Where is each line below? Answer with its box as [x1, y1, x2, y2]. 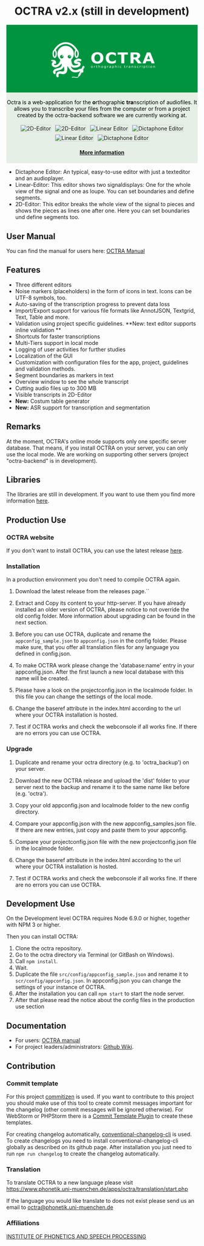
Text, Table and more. [15, 313, 70, 321]
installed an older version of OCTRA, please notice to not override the [15, 606, 189, 613]
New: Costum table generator [15, 397, 90, 405]
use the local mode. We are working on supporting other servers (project [6, 450, 189, 458]
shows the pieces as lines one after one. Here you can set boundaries [15, 207, 190, 214]
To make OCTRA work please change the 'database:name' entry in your [15, 662, 195, 669]
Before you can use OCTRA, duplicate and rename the [15, 631, 151, 638]
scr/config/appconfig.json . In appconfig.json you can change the [15, 977, 181, 984]
